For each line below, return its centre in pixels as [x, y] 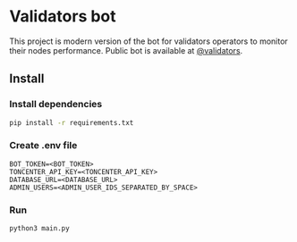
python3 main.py [39, 229]
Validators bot [63, 17]
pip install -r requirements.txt [72, 122]
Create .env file [43, 146]
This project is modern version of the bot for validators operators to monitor [148, 41]
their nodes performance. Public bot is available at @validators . [126, 50]
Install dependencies [56, 104]
